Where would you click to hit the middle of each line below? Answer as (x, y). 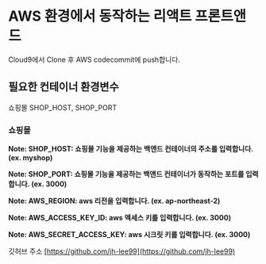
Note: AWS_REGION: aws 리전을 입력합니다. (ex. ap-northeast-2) (114, 201)
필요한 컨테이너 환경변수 (64, 87)
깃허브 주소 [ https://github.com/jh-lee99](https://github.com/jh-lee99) (122, 251)
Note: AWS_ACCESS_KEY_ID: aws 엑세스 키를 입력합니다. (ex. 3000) (120, 218)
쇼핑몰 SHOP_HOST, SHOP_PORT (63, 107)
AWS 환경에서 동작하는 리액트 (100, 16)
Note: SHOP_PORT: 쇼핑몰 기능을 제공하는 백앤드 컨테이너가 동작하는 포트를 (126, 174)
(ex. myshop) (31, 158)
